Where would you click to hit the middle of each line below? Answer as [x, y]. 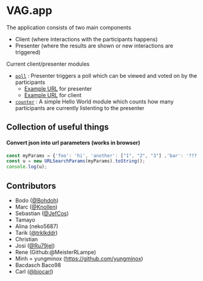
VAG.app [29, 11]
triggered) [28, 52]
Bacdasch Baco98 [38, 265]
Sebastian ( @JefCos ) [42, 213]
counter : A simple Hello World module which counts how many [95, 102]
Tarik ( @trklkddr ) [36, 232]
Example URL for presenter [58, 88]
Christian [26, 239]
